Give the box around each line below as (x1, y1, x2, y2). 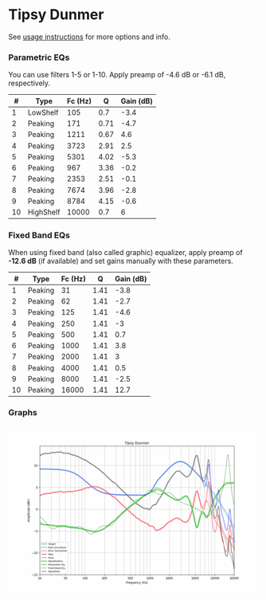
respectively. (8, 78, 50, 88)
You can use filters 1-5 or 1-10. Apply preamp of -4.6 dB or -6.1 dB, (8, 70, 226, 80)
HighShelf (27, 207, 61, 217)
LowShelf (27, 108, 59, 117)
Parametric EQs (8, 52, 70, 63)
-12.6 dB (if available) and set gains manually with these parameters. (8, 257, 233, 266)
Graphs (8, 407, 37, 418)
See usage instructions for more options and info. (8, 32, 171, 41)
